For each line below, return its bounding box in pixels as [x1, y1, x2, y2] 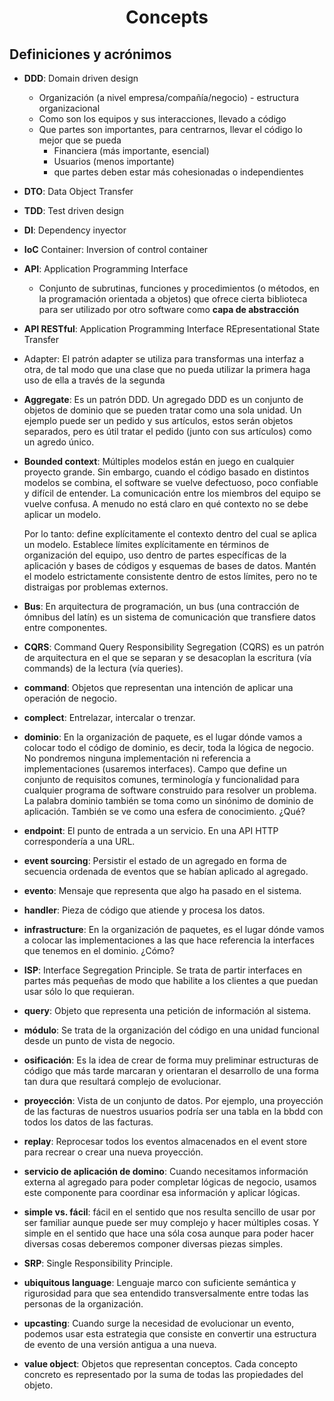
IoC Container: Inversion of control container [23, 244, 209, 255]
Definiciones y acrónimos [9, 46, 172, 63]
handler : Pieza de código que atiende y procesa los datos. [23, 904, 266, 916]
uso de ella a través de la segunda [23, 374, 166, 386]
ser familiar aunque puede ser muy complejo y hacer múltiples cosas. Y [23, 1217, 319, 1228]
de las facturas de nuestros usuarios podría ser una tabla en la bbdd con [23, 1106, 324, 1117]
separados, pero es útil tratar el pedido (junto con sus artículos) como [23, 426, 312, 437]
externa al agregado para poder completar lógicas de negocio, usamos [23, 1176, 317, 1188]
